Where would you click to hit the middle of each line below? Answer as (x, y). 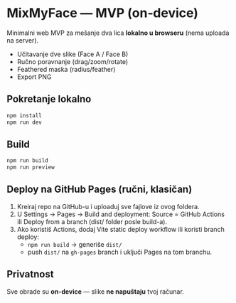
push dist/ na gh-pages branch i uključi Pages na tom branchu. (120, 252)
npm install (24, 115)
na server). (23, 40)
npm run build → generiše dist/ (75, 244)
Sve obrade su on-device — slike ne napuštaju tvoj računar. (95, 291)
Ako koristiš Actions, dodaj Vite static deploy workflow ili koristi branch (120, 229)
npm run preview (31, 168)
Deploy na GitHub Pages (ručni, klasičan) (100, 190)
